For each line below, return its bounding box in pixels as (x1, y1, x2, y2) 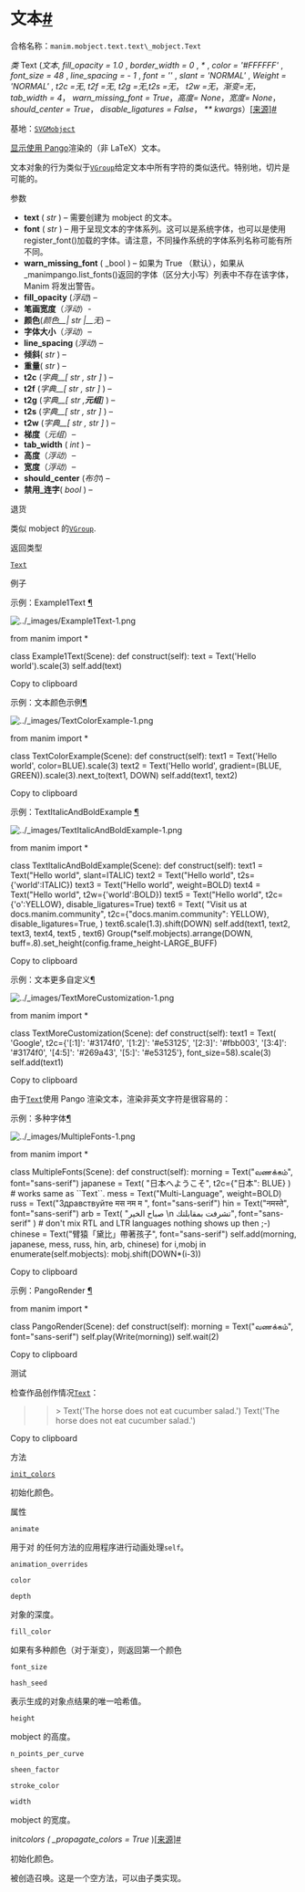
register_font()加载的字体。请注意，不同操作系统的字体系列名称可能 (23, 235, 277, 246)
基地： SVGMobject (10, 122, 76, 133)
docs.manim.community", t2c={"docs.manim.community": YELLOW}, (10, 908, 269, 919)
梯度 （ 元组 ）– (23, 428, 76, 439)
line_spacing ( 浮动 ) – (23, 337, 104, 348)
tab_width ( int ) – (23, 439, 91, 450)
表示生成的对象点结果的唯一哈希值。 (10, 1695, 147, 1707)
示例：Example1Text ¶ (10, 597, 94, 608)
